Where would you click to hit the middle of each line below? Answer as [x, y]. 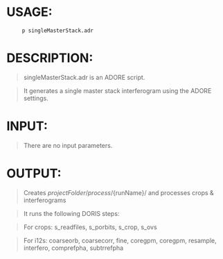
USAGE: [29, 12]
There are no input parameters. [68, 145]
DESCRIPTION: [50, 58]
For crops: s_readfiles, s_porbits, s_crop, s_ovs [90, 227]
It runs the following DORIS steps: [71, 213]
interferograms [45, 200]
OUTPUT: [34, 174]
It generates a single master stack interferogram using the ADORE [117, 90]
